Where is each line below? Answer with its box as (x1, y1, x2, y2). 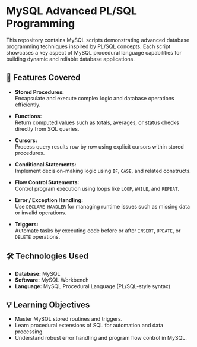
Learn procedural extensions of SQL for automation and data (14, 322, 164, 329)
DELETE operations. (14, 233, 61, 240)
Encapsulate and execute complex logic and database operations (14, 94, 174, 102)
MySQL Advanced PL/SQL (6, 4, 138, 18)
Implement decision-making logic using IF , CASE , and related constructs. (14, 167, 191, 174)
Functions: (14, 112, 42, 119)
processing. (14, 328, 45, 335)
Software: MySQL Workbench (14, 276, 89, 283)
